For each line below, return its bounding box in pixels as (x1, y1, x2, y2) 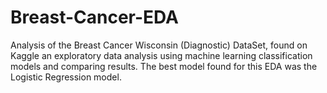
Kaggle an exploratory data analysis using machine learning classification (10, 49, 313, 61)
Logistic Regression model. (10, 71, 122, 83)
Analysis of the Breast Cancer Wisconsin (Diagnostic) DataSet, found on (10, 39, 308, 51)
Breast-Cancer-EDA (10, 6, 180, 29)
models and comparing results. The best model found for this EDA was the (10, 60, 318, 72)
